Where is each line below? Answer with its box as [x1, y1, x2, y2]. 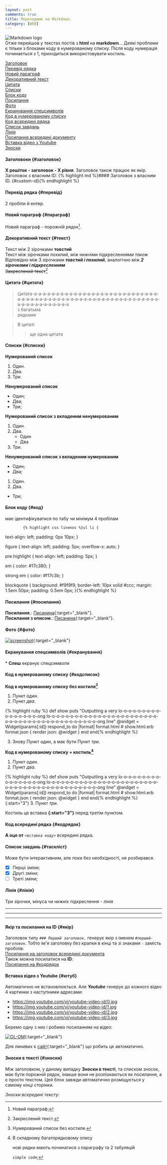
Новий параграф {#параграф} [5, 212, 71, 218]
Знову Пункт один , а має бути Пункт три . [12, 739, 100, 744]
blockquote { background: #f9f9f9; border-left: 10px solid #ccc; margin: [5, 582, 152, 588]
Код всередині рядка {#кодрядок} [5, 821, 81, 827]
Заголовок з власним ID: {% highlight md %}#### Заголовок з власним [5, 173, 156, 179]
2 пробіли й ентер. [5, 200, 45, 207]
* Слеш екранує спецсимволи [5, 660, 70, 666]
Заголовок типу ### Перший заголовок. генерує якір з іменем [5, 935, 134, 941]
